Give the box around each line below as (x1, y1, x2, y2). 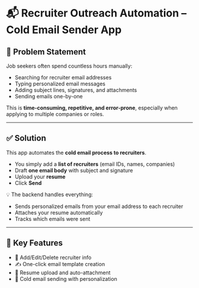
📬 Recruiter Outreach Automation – (6, 7, 187, 20)
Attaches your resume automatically (14, 209, 103, 216)
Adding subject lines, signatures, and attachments (14, 87, 137, 94)
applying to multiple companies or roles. (6, 111, 104, 117)
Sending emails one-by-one (14, 93, 83, 100)
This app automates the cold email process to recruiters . (6, 149, 147, 156)
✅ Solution (6, 133, 46, 143)
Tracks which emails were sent (14, 215, 91, 222)
